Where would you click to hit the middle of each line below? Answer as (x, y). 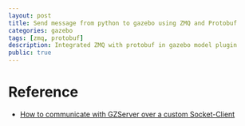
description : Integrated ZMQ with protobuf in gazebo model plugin (123, 45)
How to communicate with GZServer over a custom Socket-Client (127, 114)
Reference (43, 92)
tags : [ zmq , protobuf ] (46, 38)
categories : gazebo (41, 30)
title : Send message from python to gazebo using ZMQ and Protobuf (123, 23)
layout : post (30, 16)
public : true (30, 53)
